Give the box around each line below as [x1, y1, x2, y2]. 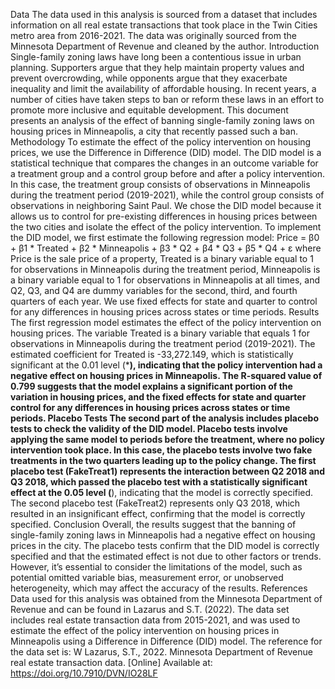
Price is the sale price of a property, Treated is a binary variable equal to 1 [10, 253, 314, 264]
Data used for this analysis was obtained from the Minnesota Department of [10, 593, 323, 604]
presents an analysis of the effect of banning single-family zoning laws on [10, 115, 315, 126]
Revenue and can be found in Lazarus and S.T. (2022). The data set [10, 604, 290, 615]
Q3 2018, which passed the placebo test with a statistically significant [10, 476, 308, 488]
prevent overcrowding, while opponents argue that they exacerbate [10, 72, 288, 84]
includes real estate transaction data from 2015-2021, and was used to [10, 614, 301, 626]
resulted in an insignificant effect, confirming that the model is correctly [10, 508, 306, 519]
